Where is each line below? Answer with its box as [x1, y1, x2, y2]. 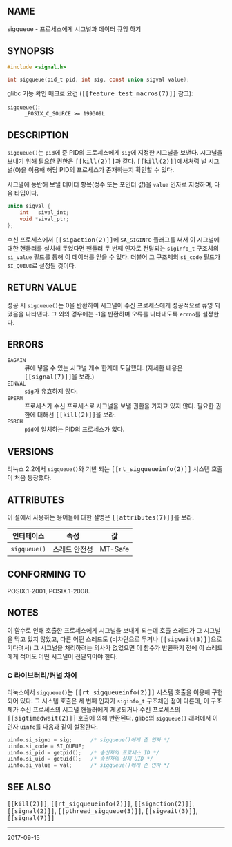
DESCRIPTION [7, 129, 69, 141]
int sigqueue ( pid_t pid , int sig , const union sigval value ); [7, 76, 190, 83]
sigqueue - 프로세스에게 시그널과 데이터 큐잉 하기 [7, 24, 142, 33]
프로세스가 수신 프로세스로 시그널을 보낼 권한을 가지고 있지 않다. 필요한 [24, 402, 214, 410]
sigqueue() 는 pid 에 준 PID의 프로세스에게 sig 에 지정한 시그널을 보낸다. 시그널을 [7, 149, 223, 157]
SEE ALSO [7, 781, 52, 793]
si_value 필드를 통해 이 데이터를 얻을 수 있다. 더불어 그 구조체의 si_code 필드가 [7, 252, 221, 261]
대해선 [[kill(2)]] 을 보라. [37, 410, 116, 419]
